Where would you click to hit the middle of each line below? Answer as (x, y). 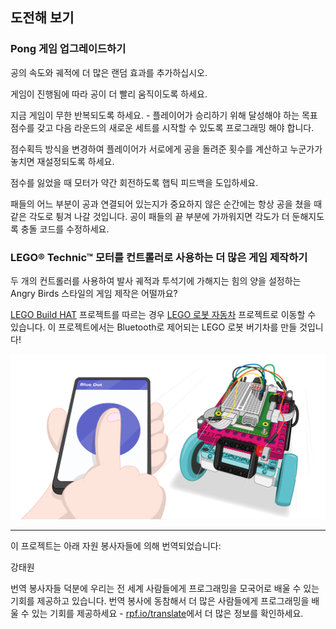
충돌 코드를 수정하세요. (65, 229)
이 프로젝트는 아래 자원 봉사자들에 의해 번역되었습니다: (116, 546)
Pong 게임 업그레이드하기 (68, 49)
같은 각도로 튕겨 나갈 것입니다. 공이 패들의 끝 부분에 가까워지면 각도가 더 (150, 216)
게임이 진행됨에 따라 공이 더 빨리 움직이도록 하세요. (109, 94)
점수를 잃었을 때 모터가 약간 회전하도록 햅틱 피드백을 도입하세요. (134, 182)
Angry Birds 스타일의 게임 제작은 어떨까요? (94, 293)
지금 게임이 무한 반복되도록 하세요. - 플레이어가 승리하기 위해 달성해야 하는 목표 (164, 115)
